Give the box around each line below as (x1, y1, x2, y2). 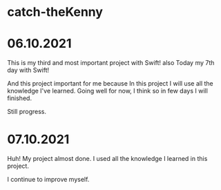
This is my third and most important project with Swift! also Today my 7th (7, 59, 215, 67)
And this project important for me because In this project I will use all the (7, 79, 213, 88)
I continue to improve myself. (7, 175, 90, 184)
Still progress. (7, 108, 47, 116)
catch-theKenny (7, 4, 104, 20)
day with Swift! (7, 66, 50, 75)
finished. (7, 94, 32, 102)
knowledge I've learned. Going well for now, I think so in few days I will (7, 87, 209, 95)
